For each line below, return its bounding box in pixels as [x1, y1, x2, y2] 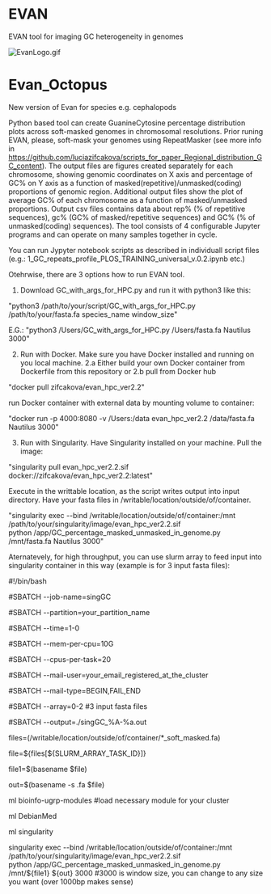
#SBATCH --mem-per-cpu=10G [8, 639, 114, 648]
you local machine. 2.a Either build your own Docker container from [19, 357, 245, 368]
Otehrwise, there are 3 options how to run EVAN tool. [8, 269, 185, 279]
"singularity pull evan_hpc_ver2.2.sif [8, 462, 129, 471]
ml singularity [8, 826, 54, 837]
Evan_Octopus [8, 76, 108, 94]
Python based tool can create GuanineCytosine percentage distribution [8, 118, 246, 128]
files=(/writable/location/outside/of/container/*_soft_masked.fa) [8, 732, 221, 742]
